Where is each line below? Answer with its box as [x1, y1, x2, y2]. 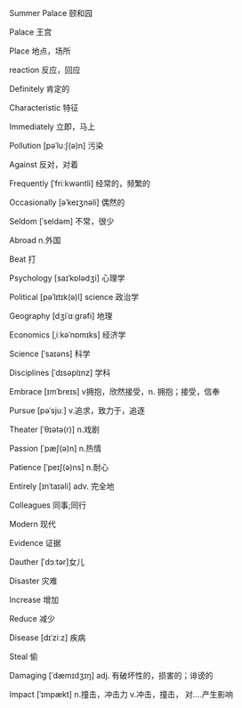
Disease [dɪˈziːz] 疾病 [9, 632, 86, 643]
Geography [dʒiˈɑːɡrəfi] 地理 [9, 311, 113, 321]
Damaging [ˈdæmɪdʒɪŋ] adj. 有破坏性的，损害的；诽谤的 [9, 671, 214, 680]
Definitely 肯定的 [9, 84, 70, 94]
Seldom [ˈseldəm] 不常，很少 [9, 216, 115, 226]
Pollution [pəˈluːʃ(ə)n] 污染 [9, 141, 104, 151]
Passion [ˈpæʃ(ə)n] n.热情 [9, 444, 102, 453]
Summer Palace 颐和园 [9, 8, 93, 18]
